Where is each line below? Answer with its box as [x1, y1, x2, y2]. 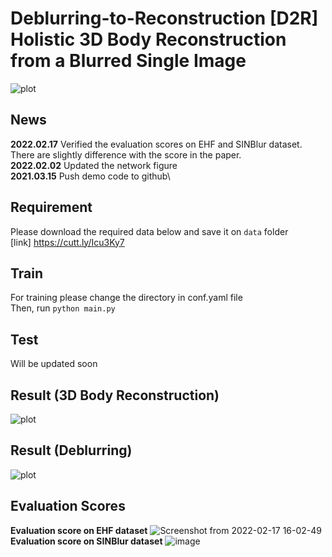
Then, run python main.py [10, 302, 116, 314]
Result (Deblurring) [10, 442, 133, 459]
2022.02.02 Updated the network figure [10, 159, 178, 171]
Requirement [10, 199, 93, 216]
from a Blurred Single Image [10, 50, 247, 72]
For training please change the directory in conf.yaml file [10, 292, 243, 304]
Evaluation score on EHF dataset [10, 524, 148, 536]
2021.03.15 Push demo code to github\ [10, 170, 171, 182]
